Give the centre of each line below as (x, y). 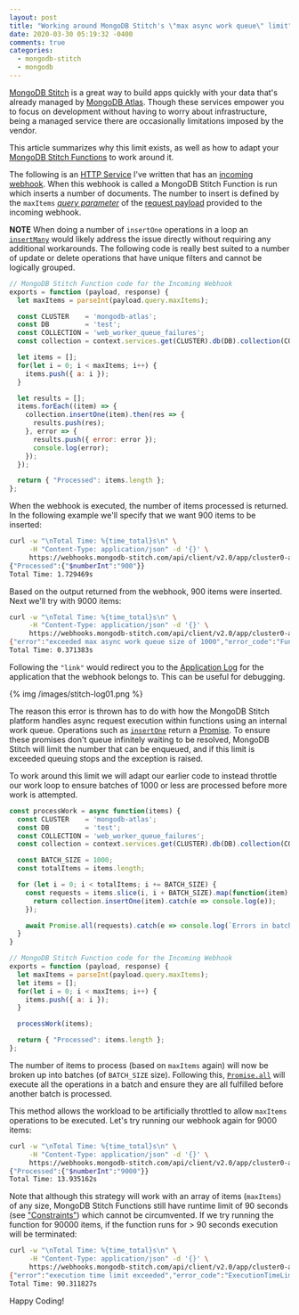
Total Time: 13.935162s (53, 1180)
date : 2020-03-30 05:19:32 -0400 (71, 34)
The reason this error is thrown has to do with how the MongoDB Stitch (139, 711)
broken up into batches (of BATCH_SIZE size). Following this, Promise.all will (147, 1074)
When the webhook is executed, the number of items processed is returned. (149, 506)
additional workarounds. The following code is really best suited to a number (149, 248)
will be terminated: (43, 1234)
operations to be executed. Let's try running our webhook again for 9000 (143, 1120)
